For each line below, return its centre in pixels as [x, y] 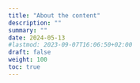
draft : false [30, 52]
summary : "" [28, 30]
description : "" [35, 23]
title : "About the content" [55, 15]
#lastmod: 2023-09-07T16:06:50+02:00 [70, 45]
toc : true [25, 67]
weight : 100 [28, 60]
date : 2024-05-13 [37, 38]
